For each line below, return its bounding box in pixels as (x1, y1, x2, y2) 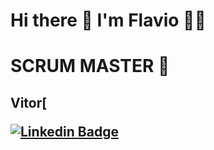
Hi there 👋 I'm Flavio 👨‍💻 (10, 9, 207, 32)
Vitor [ (10, 94, 48, 111)
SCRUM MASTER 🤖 (10, 55, 170, 78)
